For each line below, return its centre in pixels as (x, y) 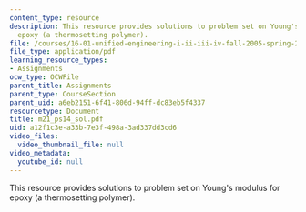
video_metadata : (40, 153)
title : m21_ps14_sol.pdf (56, 119)
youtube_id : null (51, 162)
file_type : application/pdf (63, 52)
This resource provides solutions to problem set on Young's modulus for (145, 187)
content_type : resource (55, 18)
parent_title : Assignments (61, 86)
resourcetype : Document (55, 111)
